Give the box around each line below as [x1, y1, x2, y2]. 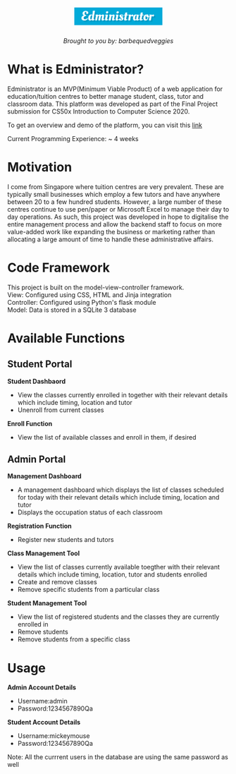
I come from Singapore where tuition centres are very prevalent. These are [7, 182, 224, 191]
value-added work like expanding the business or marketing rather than [7, 227, 216, 236]
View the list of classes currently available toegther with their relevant [17, 563, 221, 572]
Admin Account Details [7, 683, 76, 691]
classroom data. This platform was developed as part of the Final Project [7, 99, 218, 108]
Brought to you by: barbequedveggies [63, 36, 174, 45]
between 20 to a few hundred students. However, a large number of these [7, 198, 222, 206]
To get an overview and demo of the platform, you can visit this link [7, 121, 203, 129]
